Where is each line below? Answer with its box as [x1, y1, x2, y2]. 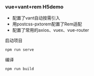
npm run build [5, 67, 34, 72]
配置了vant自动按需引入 [12, 15, 61, 21]
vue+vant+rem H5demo [5, 3, 64, 10]
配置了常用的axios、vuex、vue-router [12, 27, 90, 33]
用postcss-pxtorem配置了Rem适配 [12, 21, 82, 27]
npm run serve [5, 47, 34, 52]
